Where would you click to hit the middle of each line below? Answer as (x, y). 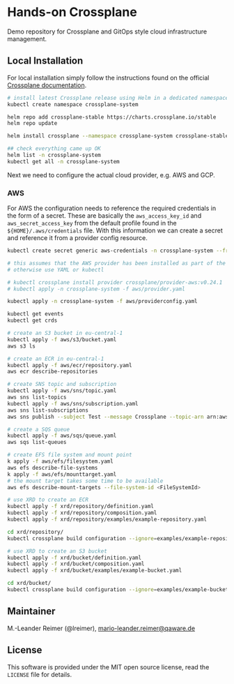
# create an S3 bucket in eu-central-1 (65, 333)
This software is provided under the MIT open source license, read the (108, 667)
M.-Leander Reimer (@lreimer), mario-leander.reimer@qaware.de (101, 628)
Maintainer (31, 611)
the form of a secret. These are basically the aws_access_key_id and (104, 216)
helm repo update (32, 124)
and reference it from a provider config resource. (78, 238)
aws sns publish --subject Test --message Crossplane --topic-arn (106, 417)
